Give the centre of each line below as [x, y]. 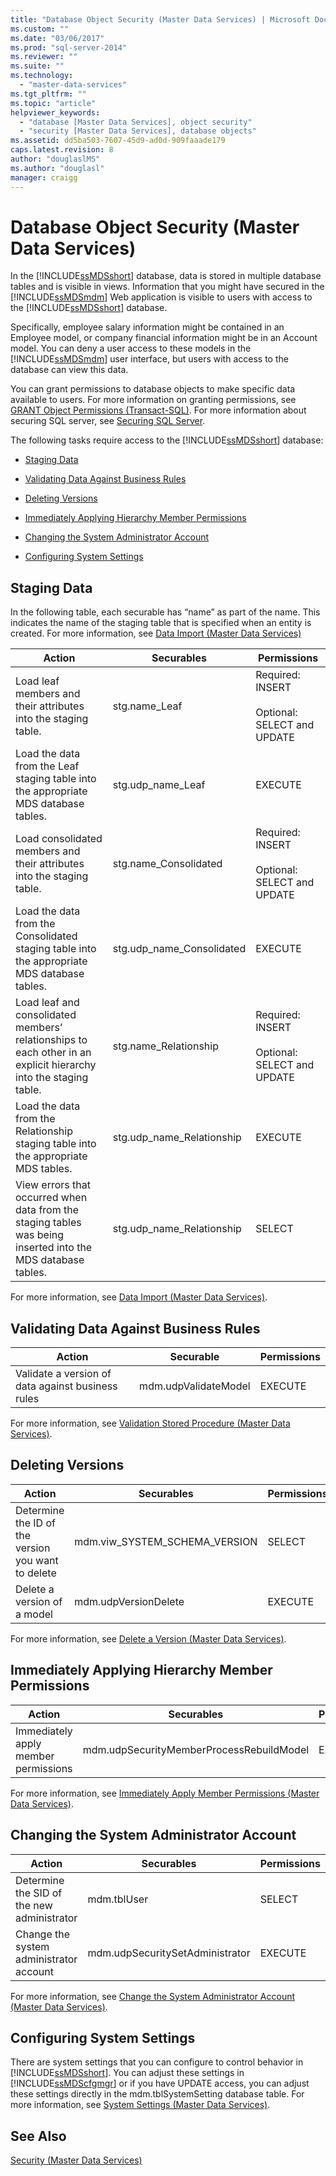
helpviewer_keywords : [55, 112]
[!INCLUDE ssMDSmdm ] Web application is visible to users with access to [161, 297]
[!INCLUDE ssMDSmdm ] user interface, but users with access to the [149, 359]
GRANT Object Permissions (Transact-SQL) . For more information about [158, 410]
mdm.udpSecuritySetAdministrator [169, 1953]
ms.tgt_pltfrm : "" [48, 94]
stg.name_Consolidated [167, 864]
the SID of [39, 1893]
